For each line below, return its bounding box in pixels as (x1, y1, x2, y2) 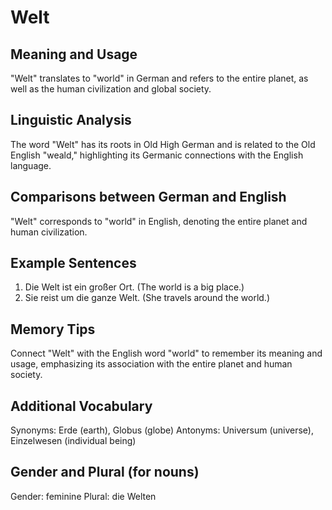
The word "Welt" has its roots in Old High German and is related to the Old (10, 138, 316, 150)
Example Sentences (10, 255, 137, 272)
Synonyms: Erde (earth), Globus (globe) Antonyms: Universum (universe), (10, 424, 314, 436)
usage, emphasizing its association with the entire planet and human (10, 358, 293, 370)
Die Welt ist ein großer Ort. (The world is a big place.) (24, 281, 245, 293)
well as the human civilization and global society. (10, 83, 212, 95)
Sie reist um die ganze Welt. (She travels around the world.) (24, 292, 270, 304)
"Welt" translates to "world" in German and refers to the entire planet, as (10, 72, 309, 84)
